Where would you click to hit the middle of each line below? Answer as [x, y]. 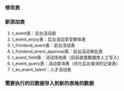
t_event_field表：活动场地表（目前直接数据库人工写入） [67, 58]
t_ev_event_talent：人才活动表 [41, 70]
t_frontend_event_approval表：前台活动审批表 [57, 51]
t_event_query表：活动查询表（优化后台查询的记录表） [66, 63]
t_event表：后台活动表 [34, 33]
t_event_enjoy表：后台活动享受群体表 [49, 39]
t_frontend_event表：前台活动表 [43, 45]
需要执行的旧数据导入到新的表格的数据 [49, 83]
